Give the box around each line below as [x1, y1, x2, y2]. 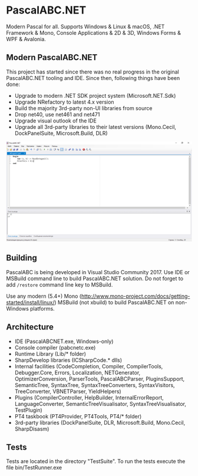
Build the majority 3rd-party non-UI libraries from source [14, 104, 153, 112]
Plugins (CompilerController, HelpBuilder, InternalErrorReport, [14, 394, 164, 401]
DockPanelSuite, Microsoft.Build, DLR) [14, 129, 108, 137]
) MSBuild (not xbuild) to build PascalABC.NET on [54, 298, 174, 306]
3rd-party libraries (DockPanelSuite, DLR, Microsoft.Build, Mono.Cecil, [14, 419, 186, 426]
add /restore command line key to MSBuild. [6, 281, 113, 288]
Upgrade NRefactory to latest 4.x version [14, 98, 114, 105]
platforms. [29, 305, 55, 312]
